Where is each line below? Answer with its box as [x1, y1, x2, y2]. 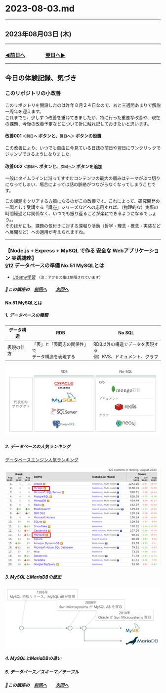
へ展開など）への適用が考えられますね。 [5, 229, 87, 235]
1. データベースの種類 [5, 312, 48, 318]
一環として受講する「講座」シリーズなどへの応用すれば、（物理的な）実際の [5, 204, 159, 210]
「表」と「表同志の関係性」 [32, 341, 88, 347]
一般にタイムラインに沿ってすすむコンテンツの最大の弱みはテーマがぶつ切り [5, 175, 161, 181]
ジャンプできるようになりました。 [5, 151, 74, 157]
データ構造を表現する [32, 354, 76, 360]
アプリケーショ [123, 247, 159, 254]
